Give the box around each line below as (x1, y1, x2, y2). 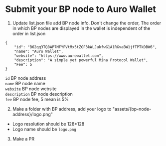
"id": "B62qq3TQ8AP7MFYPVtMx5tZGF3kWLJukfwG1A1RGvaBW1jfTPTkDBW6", (14, 44, 157, 49)
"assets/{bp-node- (112, 106, 152, 112)
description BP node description (5, 91, 73, 97)
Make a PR (12, 136, 35, 142)
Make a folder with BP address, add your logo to (12, 106, 112, 112)
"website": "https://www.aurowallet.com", (14, 53, 104, 58)
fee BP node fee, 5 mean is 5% (5, 96, 69, 102)
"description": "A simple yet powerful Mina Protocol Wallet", (14, 57, 149, 63)
